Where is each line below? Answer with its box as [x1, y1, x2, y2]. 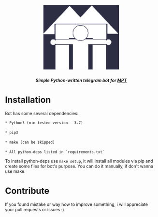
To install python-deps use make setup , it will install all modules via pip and [5, 158, 153, 164]
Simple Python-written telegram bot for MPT [35, 78, 127, 83]
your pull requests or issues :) [5, 206, 64, 212]
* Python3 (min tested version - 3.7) [5, 120, 83, 125]
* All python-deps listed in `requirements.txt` [5, 150, 105, 154]
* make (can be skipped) [5, 140, 55, 145]
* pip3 [5, 130, 18, 135]
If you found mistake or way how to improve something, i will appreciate [5, 201, 148, 207]
